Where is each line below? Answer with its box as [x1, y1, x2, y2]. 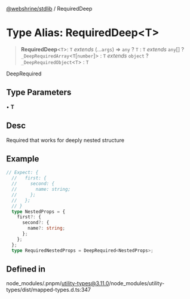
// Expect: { [6, 170, 39, 176]
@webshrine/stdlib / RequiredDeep [6, 5, 93, 12]
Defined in [6, 264, 46, 274]
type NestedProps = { [11, 209, 66, 215]
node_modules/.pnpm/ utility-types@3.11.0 [6, 280, 109, 287]
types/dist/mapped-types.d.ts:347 [6, 286, 91, 294]
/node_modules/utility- [109, 280, 165, 287]
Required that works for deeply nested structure [6, 136, 124, 144]
